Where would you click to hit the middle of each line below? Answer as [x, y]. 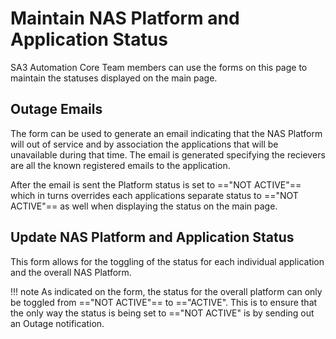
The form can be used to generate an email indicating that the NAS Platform [166, 133]
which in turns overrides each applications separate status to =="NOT [154, 195]
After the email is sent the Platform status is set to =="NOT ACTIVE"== [156, 184]
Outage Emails [56, 109]
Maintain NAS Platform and [125, 18]
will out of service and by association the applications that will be [144, 144]
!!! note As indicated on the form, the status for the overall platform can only [166, 291]
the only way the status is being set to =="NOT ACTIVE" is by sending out [162, 313]
